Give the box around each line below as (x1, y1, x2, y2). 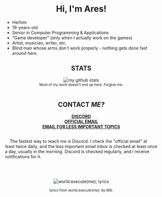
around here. (12, 50, 38, 56)
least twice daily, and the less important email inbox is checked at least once (5, 143, 158, 149)
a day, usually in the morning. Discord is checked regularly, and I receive (5, 149, 150, 154)
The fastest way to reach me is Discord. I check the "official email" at (9, 138, 147, 144)
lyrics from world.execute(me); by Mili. (49, 188, 114, 193)
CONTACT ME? (58, 101, 105, 109)
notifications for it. (5, 153, 42, 159)
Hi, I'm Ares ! (56, 3, 107, 15)
